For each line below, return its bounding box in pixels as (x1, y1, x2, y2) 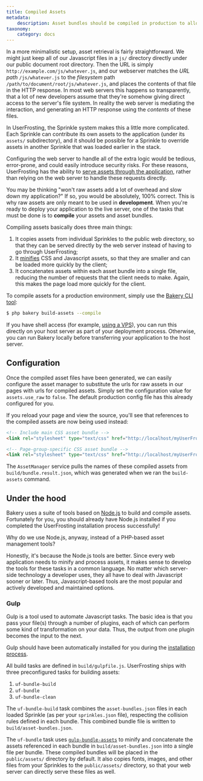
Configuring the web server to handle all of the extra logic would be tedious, (6, 155, 196, 162)
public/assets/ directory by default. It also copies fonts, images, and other (6, 755, 193, 763)
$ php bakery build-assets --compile (6, 310, 101, 317)
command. (24, 476, 51, 483)
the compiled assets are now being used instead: (6, 418, 129, 425)
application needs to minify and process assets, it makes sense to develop (6, 558, 192, 566)
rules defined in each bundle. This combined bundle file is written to (6, 718, 176, 725)
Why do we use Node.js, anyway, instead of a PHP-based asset (6, 534, 164, 541)
